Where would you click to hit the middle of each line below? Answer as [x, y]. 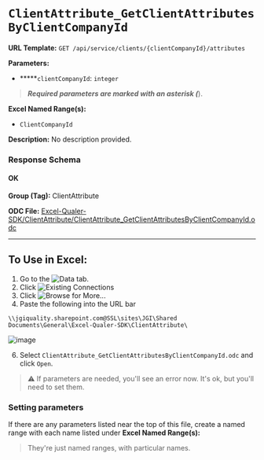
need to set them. [56, 387]
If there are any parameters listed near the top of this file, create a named [127, 425]
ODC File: [24, 212]
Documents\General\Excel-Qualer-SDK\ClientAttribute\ [98, 325]
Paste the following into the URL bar [77, 304]
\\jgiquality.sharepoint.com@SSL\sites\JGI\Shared [93, 318]
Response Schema [44, 160]
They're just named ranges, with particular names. [109, 448]
